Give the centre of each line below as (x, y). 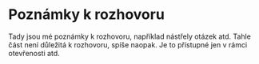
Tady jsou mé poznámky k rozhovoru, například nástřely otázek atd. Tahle (130, 36)
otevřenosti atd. (34, 53)
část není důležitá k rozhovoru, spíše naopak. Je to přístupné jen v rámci (128, 44)
